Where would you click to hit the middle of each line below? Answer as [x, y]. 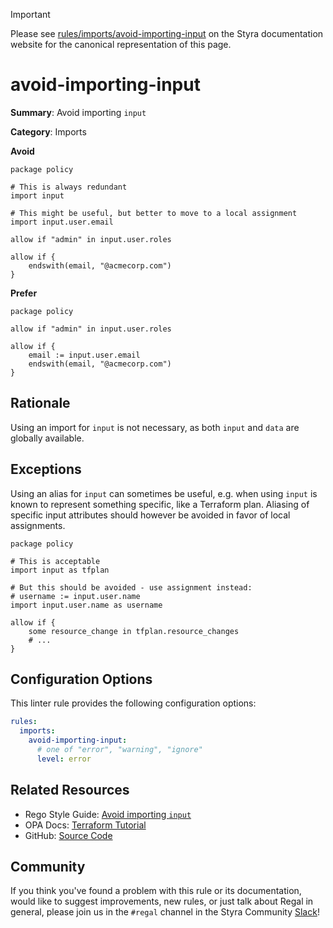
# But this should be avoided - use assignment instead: [131, 587]
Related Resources [70, 790]
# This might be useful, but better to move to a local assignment [154, 213]
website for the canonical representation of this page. [121, 44]
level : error [64, 759]
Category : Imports [48, 131]
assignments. [38, 525]
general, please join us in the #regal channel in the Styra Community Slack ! [165, 912]
